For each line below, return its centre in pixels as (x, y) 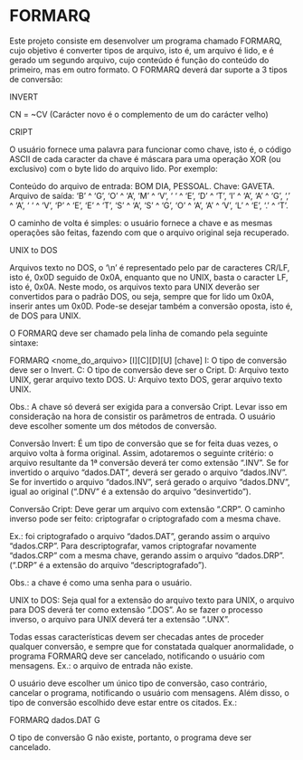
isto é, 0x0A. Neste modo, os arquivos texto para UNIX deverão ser (135, 287)
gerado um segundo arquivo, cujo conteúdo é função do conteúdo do (139, 60)
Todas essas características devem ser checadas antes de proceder (137, 636)
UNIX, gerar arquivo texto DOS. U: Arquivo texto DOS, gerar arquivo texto (146, 379)
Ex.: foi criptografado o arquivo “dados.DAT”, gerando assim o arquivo (140, 536)
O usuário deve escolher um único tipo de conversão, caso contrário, (138, 683)
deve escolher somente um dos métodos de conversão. (113, 425)
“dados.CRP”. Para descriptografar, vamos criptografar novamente (133, 546)
